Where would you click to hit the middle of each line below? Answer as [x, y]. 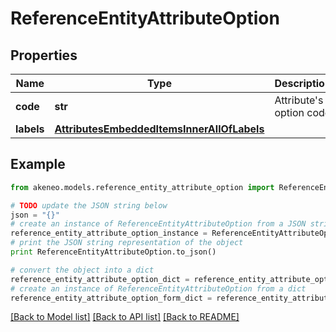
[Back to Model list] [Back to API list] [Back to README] [125, 317]
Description [303, 83]
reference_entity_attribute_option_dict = [100, 279]
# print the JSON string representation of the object [127, 243]
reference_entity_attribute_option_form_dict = [111, 298]
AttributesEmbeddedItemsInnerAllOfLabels [159, 129]
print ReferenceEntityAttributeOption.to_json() [113, 252]
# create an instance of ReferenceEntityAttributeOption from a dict [158, 288]
